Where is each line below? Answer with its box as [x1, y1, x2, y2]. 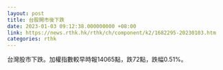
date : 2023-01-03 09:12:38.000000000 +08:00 [7, 23, 137, 30]
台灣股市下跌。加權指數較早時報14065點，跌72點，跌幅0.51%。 [7, 56, 187, 64]
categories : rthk [7, 36, 57, 43]
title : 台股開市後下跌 [7, 16, 65, 23]
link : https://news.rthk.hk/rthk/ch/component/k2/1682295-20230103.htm [7, 29, 216, 36]
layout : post [7, 10, 45, 17]
